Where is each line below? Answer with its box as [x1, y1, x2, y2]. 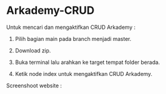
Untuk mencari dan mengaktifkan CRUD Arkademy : [6, 23, 136, 31]
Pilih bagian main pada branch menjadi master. [14, 35, 132, 42]
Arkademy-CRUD [6, 4, 95, 17]
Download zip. [14, 46, 51, 54]
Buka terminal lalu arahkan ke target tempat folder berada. [14, 58, 160, 66]
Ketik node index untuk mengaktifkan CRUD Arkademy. [14, 70, 153, 77]
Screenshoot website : [6, 82, 62, 89]
